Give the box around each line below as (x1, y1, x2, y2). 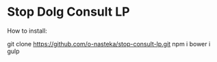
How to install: (7, 27, 48, 35)
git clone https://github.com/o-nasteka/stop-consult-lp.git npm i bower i (7, 40, 211, 48)
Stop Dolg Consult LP (7, 4, 130, 20)
